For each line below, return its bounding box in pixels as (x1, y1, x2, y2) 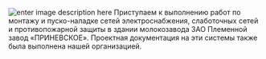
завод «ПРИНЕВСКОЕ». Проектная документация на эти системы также (8, 33, 258, 42)
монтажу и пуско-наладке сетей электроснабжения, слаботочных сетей (8, 16, 259, 26)
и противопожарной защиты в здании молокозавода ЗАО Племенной (8, 25, 248, 33)
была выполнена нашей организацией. (8, 41, 142, 51)
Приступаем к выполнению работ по (113, 8, 241, 17)
